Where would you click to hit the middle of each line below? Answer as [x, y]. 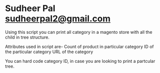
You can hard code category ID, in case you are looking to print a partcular [80, 61]
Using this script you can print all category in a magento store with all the [79, 32]
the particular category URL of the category [49, 52]
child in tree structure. [27, 37]
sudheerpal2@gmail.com [58, 19]
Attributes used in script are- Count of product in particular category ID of [80, 46]
